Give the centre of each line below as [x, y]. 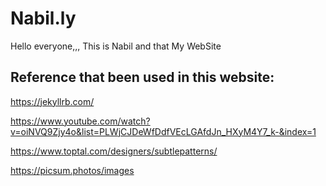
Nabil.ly [43, 18]
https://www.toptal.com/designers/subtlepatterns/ [114, 151]
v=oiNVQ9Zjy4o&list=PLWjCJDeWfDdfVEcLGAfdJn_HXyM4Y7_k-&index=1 [163, 131]
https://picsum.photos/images [72, 170]
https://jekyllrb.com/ [52, 101]
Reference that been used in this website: [142, 77]
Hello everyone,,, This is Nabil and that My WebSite [116, 46]
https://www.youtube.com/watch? [80, 121]
